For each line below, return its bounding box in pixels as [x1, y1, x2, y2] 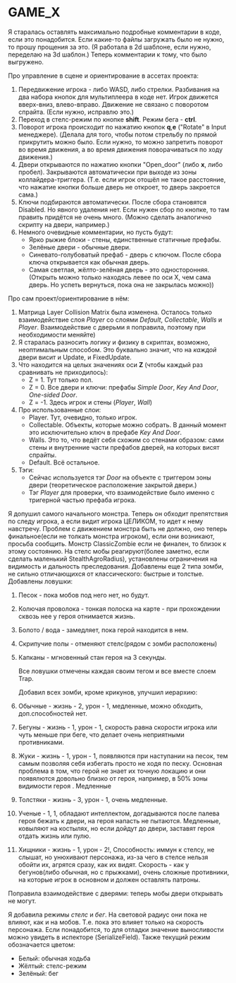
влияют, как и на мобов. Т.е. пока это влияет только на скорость [8, 917, 204, 926]
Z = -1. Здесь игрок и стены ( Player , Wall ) [28, 397, 153, 407]
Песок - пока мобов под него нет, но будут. [18, 591, 150, 599]
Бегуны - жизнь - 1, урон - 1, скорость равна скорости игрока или [18, 723, 218, 731]
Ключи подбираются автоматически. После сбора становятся [18, 197, 207, 206]
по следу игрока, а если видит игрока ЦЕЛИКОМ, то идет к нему [8, 517, 204, 525]
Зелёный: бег [18, 969, 59, 977]
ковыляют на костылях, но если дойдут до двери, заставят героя [18, 824, 215, 832]
